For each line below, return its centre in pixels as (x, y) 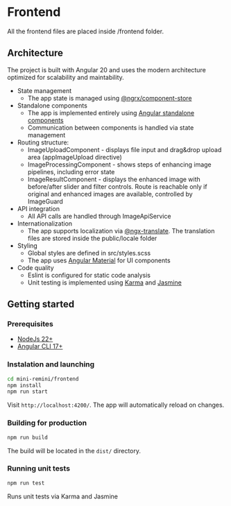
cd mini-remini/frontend (43, 379)
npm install (24, 385)
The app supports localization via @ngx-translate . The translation (121, 230)
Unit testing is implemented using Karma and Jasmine (104, 282)
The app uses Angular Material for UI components (99, 260)
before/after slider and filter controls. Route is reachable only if (117, 186)
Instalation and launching (51, 364)
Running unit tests (39, 469)
